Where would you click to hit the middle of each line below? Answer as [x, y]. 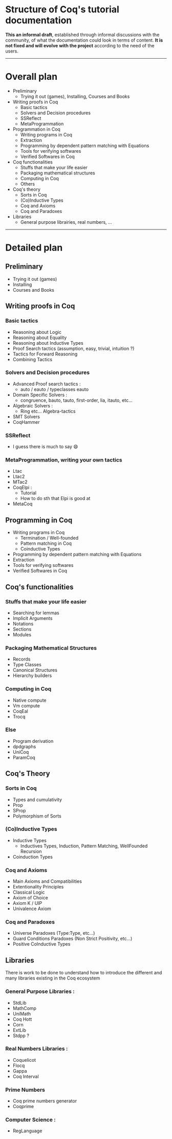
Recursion [31, 851]
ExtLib [19, 1030]
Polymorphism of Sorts [37, 816]
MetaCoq [23, 504]
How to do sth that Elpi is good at [55, 499]
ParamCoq [24, 757]
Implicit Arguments [33, 618]
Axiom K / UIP [27, 903]
